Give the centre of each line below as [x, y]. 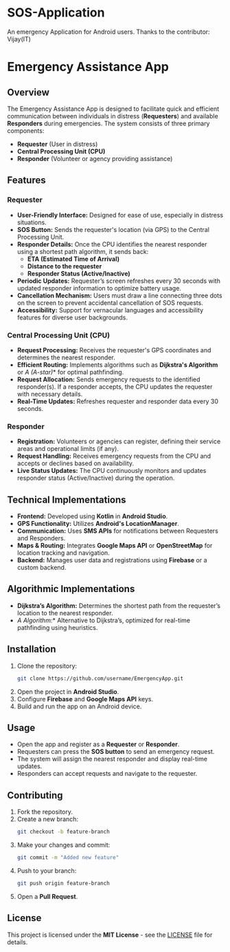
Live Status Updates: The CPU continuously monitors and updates [112, 471]
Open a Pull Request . [47, 896]
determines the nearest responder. [66, 357]
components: [26, 130]
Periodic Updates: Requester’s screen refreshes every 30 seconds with [119, 281]
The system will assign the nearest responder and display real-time [112, 759]
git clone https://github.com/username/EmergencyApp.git [100, 678]
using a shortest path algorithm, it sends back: [83, 251]
